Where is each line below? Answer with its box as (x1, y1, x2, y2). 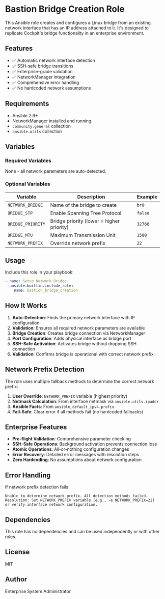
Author (5, 575, 27, 584)
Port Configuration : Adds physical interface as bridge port (12, 335, 132, 341)
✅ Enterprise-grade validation (12, 68, 73, 74)
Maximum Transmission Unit (50, 232, 116, 239)
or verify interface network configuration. (5, 502, 98, 507)
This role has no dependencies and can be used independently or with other (5, 529, 160, 535)
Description (77, 193, 106, 200)
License (5, 548, 30, 556)
